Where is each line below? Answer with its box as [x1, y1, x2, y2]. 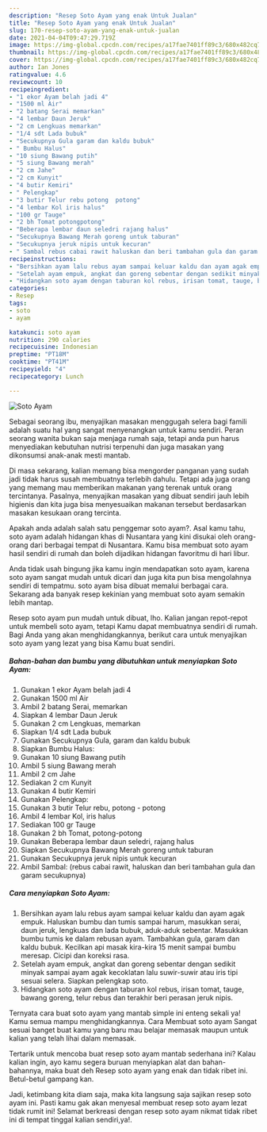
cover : [9, 56, 31, 64]
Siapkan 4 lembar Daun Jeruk [20, 710, 118, 719]
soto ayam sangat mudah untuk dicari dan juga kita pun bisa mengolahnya [9, 572, 252, 581]
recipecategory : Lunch [9, 372, 84, 381]
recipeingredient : [9, 85, 70, 94]
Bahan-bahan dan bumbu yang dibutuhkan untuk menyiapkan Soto [9, 656, 238, 666]
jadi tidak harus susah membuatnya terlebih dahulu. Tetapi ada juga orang [9, 474, 250, 484]
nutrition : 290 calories [9, 336, 91, 343]
